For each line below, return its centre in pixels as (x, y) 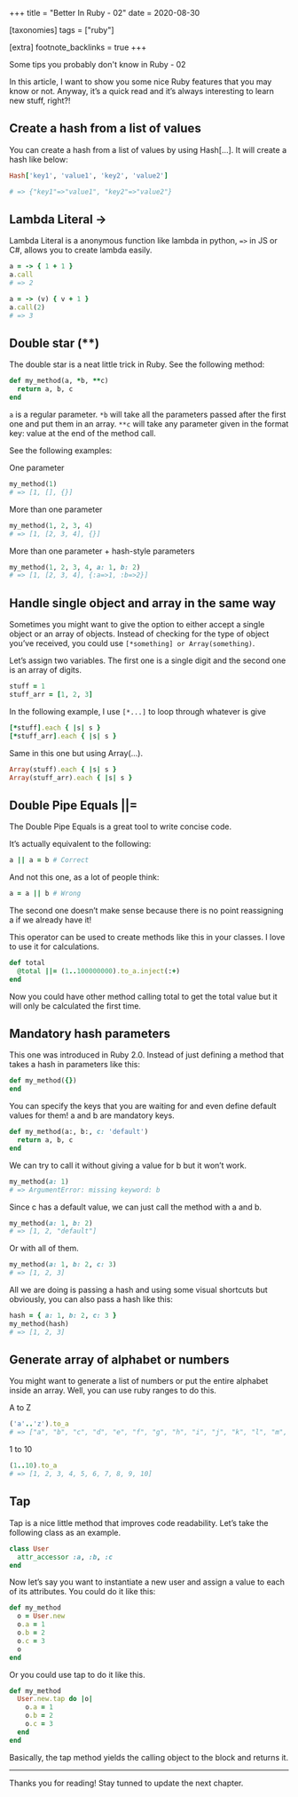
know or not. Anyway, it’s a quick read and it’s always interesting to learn (142, 91)
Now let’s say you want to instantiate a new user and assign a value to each (147, 1582)
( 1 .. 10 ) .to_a (33, 1466)
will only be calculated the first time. (75, 1006)
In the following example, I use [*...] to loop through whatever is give (137, 711)
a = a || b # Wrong (45, 894)
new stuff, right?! (40, 100)
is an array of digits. (46, 670)
